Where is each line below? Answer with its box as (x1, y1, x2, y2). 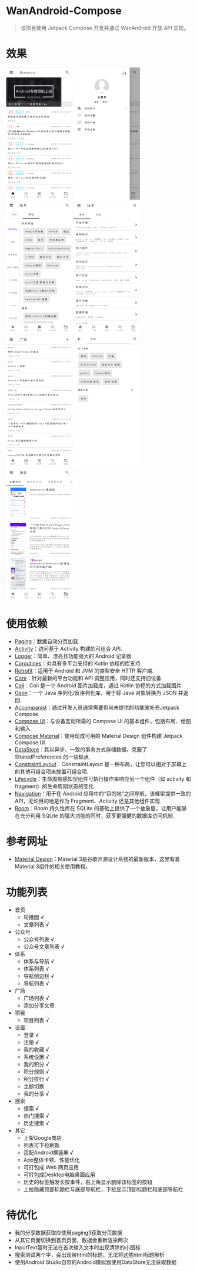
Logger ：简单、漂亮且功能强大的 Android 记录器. (14, 652, 133, 660)
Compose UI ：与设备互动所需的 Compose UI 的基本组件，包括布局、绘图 (14, 717, 191, 724)
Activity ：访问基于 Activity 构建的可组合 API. (14, 645, 122, 652)
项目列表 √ (23, 1016, 49, 1023)
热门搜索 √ (23, 1112, 49, 1119)
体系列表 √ (23, 965, 49, 972)
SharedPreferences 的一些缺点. (14, 753, 91, 760)
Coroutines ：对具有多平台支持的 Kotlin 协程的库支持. (14, 660, 142, 667)
